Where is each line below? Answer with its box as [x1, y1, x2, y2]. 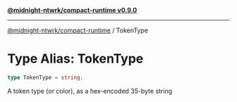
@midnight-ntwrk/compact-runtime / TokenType [7, 26, 148, 34]
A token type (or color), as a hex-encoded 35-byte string [7, 87, 173, 95]
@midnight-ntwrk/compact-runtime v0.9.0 [7, 6, 138, 14]
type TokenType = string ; [7, 74, 83, 81]
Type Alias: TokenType [7, 51, 144, 67]
